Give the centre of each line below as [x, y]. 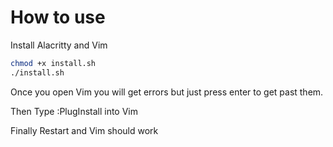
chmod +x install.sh [53, 63]
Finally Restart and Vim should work [84, 130]
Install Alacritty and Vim [59, 45]
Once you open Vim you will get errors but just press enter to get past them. [167, 92]
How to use [58, 17]
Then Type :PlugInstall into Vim [74, 111]
